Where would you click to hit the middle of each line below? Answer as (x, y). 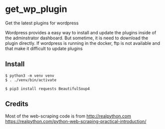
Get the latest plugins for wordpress (42, 23)
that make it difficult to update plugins (44, 48)
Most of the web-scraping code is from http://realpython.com (68, 116)
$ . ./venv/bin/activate (31, 80)
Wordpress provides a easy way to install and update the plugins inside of (81, 32)
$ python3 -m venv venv (30, 76)
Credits (17, 104)
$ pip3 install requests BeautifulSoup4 (48, 89)
